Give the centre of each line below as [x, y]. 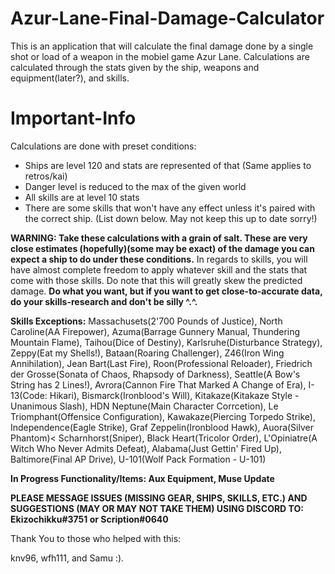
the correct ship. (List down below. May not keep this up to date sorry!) [171, 218]
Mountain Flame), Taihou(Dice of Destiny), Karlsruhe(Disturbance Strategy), [166, 342]
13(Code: [29, 395]
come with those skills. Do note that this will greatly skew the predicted [156, 280]
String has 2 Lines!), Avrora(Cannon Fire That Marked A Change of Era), [158, 384]
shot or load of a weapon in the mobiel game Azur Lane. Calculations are [160, 56]
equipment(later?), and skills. [70, 78]
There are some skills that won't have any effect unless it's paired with [170, 208]
